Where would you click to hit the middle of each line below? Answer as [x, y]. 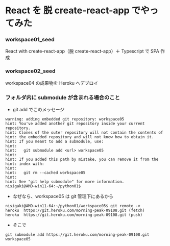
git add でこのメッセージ [39, 110]
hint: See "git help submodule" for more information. [65, 182]
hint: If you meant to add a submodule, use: [54, 142]
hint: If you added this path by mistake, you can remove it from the [82, 159]
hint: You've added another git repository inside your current [75, 124]
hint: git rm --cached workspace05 [45, 173]
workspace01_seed [30, 40]
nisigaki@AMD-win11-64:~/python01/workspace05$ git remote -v [73, 206]
